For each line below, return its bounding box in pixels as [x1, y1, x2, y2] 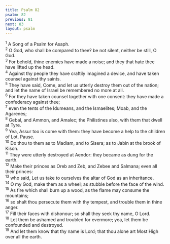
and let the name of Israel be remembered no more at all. [5, 87, 124, 94]
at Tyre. [5, 122, 21, 128]
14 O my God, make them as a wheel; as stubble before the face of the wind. [5, 180, 164, 187]
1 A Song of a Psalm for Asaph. [5, 40, 70, 47]
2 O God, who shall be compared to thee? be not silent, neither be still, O [5, 46, 157, 53]
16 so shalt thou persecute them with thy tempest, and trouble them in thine [5, 198, 162, 205]
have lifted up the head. [5, 64, 55, 70]
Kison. [5, 145, 19, 151]
